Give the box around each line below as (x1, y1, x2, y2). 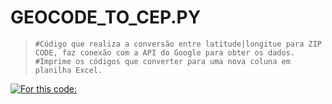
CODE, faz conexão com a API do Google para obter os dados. (34, 47, 296, 58)
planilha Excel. (34, 65, 103, 75)
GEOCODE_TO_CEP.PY (10, 6, 202, 29)
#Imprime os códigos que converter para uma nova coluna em (34, 56, 291, 66)
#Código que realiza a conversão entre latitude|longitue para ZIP (34, 39, 322, 49)
